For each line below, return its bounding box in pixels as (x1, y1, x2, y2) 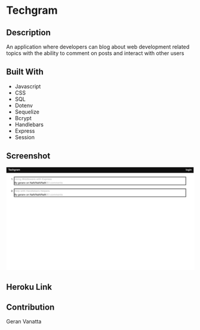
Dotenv (14, 102, 33, 109)
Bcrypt (14, 114, 32, 121)
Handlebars (14, 121, 44, 128)
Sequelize (14, 108, 40, 115)
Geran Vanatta (6, 318, 42, 325)
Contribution (6, 302, 55, 313)
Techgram (6, 4, 58, 17)
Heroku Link (6, 282, 53, 292)
